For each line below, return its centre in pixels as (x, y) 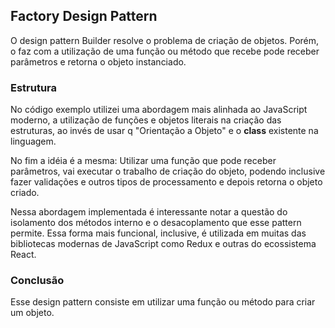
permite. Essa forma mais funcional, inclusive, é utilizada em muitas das (158, 233)
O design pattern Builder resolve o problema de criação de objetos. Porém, (165, 40)
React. (23, 255)
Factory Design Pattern (84, 16)
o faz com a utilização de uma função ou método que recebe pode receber (165, 51)
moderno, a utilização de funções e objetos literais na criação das (146, 120)
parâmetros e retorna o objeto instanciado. (98, 61)
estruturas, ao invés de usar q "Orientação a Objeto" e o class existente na (164, 131)
